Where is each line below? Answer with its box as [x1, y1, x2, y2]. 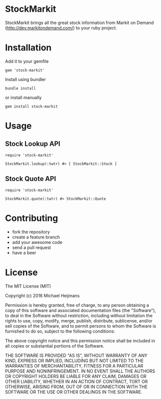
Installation [5, 42, 52, 53]
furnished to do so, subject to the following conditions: [5, 328, 115, 334]
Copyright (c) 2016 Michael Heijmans [5, 293, 80, 298]
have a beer [12, 249, 37, 256]
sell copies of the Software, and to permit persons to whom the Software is [5, 323, 157, 329]
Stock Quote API [5, 175, 56, 183]
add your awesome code [12, 239, 63, 245]
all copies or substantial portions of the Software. [5, 343, 104, 349]
